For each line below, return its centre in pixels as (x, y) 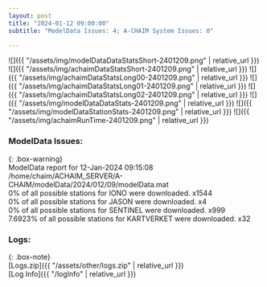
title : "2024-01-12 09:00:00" (59, 23)
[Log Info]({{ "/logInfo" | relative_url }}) (72, 273)
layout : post (30, 16)
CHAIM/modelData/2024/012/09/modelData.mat (88, 184)
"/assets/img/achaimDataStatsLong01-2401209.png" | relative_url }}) (133, 86)
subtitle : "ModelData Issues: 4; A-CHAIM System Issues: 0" (111, 31)
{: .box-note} (29, 256)
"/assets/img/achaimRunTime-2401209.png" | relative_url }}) (109, 121)
